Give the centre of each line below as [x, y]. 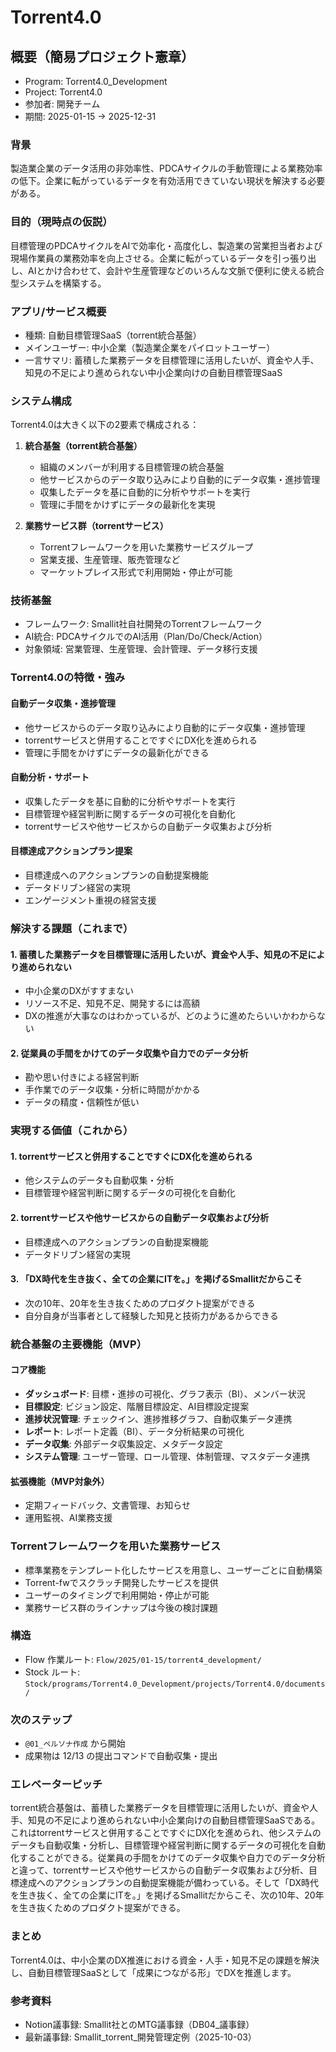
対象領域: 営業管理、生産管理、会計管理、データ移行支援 [141, 649]
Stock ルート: [52, 1672]
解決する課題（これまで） [72, 928]
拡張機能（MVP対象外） [60, 1481]
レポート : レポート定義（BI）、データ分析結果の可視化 [134, 1431]
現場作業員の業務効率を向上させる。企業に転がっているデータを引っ [150, 258]
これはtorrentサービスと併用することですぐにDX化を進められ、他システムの [166, 1833]
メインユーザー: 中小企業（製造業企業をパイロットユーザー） [150, 347]
